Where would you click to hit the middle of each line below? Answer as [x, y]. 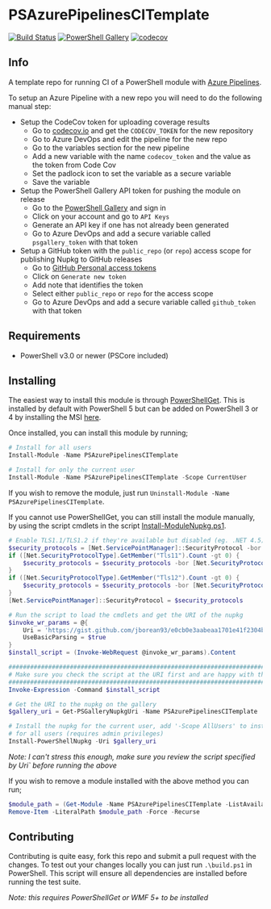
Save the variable [61, 182]
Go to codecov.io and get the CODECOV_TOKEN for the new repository [143, 130]
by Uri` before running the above [63, 765]
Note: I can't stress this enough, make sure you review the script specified [132, 756]
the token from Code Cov [74, 165]
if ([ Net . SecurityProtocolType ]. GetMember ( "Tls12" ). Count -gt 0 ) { [124, 578]
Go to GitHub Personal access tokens [94, 267]
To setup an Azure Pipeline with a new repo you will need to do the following [135, 98]
